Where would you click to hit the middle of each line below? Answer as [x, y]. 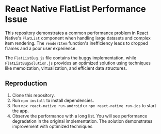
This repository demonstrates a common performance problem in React [77, 33]
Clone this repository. [33, 95]
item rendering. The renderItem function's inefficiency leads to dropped [77, 43]
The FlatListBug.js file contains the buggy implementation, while [71, 57]
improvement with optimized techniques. [53, 126]
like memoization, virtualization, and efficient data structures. [66, 68]
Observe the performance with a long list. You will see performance [80, 116]
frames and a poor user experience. [41, 48]
